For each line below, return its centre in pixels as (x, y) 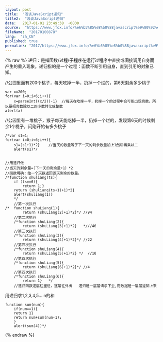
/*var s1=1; (17, 136)
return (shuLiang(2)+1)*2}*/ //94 (57, 212)
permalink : (16, 46)
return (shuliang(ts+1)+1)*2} (44, 190)
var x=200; (16, 92)
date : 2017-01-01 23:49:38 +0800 (42, 23)
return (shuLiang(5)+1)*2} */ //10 (59, 253)
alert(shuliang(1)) (33, 194)
